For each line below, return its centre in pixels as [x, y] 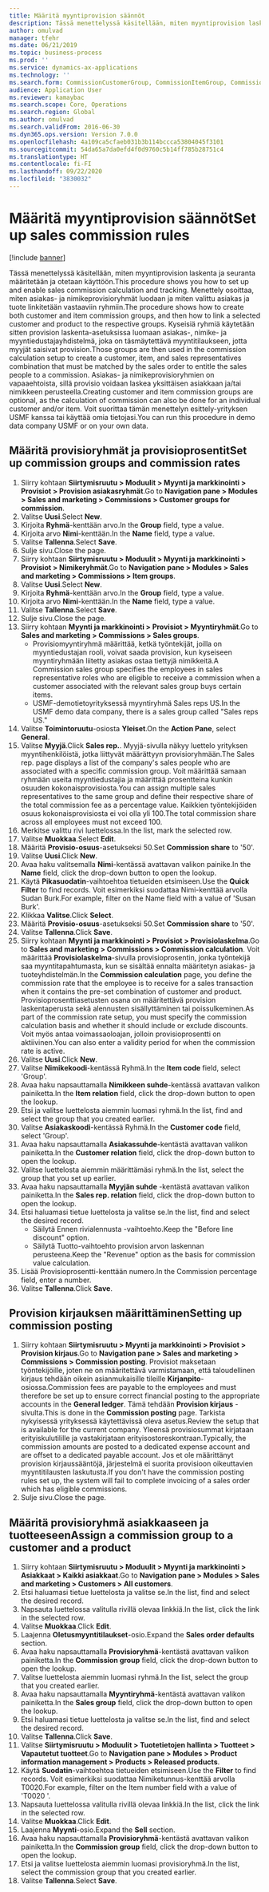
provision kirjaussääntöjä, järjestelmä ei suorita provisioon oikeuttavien [137, 1464]
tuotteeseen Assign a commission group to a [121, 1535]
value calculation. [61, 1263]
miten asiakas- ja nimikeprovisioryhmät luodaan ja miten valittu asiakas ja [129, 298]
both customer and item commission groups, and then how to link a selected [135, 315]
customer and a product [70, 1548]
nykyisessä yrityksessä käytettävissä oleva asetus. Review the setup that [140, 1421]
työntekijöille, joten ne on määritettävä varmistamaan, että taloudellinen [138, 1371]
